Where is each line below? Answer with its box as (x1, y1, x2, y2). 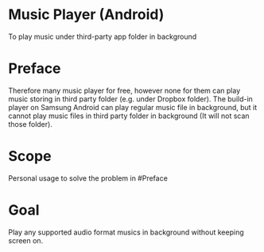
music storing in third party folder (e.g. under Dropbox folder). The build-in (8, 94, 253, 104)
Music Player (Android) (8, 6, 165, 24)
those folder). (8, 119, 53, 128)
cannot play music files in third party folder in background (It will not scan (8, 111, 250, 120)
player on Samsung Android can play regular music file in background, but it (8, 102, 258, 112)
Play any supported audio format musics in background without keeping (8, 227, 244, 237)
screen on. (8, 235, 44, 245)
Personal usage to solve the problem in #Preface (8, 173, 169, 183)
